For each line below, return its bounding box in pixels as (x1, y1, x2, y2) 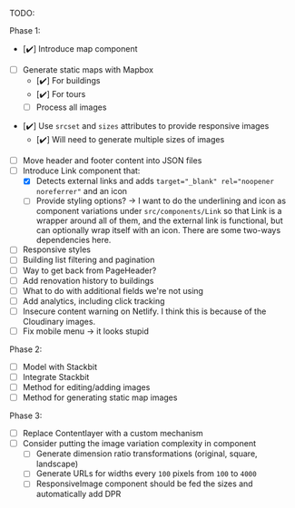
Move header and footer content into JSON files (22, 155, 202, 166)
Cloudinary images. (22, 316, 96, 327)
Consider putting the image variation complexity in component (22, 438, 257, 449)
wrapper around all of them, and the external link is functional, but (35, 215, 283, 226)
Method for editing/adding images (22, 382, 151, 393)
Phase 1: (9, 25, 41, 35)
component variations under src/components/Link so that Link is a (35, 206, 282, 217)
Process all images (35, 102, 107, 112)
